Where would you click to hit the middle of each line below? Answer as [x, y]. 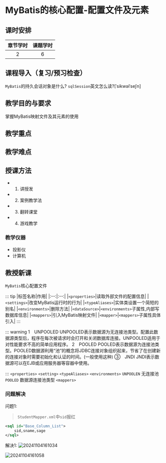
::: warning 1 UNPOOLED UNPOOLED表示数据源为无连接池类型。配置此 [80, 332]
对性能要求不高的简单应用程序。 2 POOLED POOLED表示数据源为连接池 [80, 344]
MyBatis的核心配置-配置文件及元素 [77, 10]
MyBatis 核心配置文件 [26, 286]
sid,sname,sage [30, 431]
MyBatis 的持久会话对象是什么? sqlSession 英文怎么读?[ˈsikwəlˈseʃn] [73, 86]
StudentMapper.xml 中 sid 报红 [46, 417]
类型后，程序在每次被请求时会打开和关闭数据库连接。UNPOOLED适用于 [87, 338]
